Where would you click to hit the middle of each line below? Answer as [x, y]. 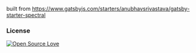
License [18, 31]
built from [19, 9]
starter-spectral [26, 15]
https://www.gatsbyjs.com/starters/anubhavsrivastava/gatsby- [111, 9]
